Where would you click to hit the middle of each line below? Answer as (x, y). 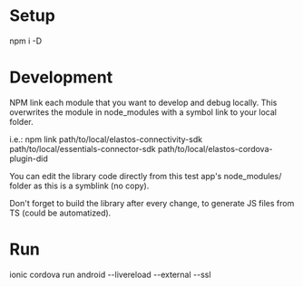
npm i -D (26, 41)
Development (61, 77)
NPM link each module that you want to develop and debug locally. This (143, 102)
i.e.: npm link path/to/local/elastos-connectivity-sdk (106, 139)
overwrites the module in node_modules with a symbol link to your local (143, 112)
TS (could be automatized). (60, 213)
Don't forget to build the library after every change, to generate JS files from (152, 203)
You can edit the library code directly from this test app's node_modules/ (146, 176)
